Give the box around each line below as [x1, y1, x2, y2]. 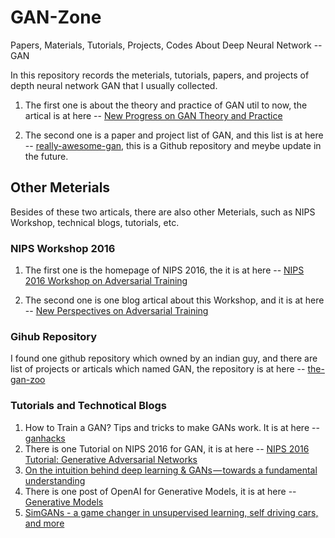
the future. [24, 150, 69, 162]
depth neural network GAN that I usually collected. [10, 79, 218, 91]
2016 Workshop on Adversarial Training [24, 275, 188, 287]
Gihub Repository [10, 329, 98, 343]
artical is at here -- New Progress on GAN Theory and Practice [24, 109, 283, 121]
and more [24, 517, 65, 529]
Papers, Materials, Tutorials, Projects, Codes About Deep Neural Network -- [10, 39, 323, 51]
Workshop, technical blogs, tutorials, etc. [10, 216, 180, 228]
